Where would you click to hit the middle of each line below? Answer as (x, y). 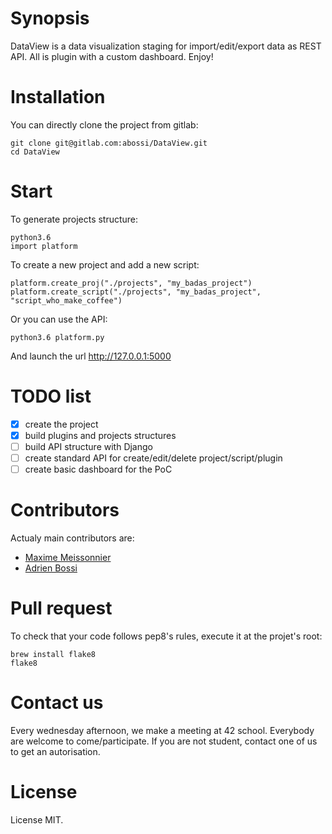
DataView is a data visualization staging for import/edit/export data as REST (166, 46)
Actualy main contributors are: (72, 538)
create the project (61, 424)
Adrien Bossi (51, 568)
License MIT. (37, 819)
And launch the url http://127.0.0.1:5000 (91, 356)
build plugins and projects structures (100, 435)
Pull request (61, 608)
